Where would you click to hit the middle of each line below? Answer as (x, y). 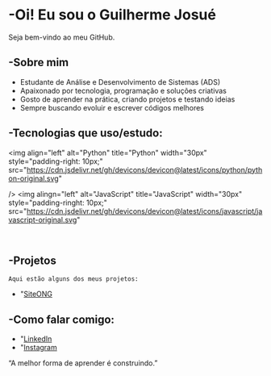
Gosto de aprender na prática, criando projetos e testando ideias (127, 99)
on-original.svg (33, 178)
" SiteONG (36, 294)
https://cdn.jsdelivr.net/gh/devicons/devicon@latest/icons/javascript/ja (145, 211)
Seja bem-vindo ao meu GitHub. (62, 37)
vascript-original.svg (43, 219)
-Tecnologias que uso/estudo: (85, 134)
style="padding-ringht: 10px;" (58, 203)
